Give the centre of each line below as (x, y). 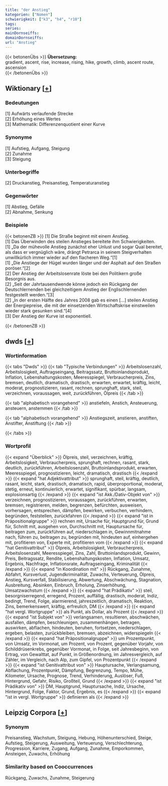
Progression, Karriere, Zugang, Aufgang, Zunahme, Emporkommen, (75, 748)
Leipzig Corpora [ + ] (36, 713)
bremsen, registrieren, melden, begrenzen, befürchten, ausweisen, (74, 505)
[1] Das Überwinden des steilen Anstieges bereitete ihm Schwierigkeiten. (80, 241)
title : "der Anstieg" (28, 10)
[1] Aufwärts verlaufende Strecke (39, 114)
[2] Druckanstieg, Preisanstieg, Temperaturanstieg (57, 183)
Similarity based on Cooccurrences (49, 767)
